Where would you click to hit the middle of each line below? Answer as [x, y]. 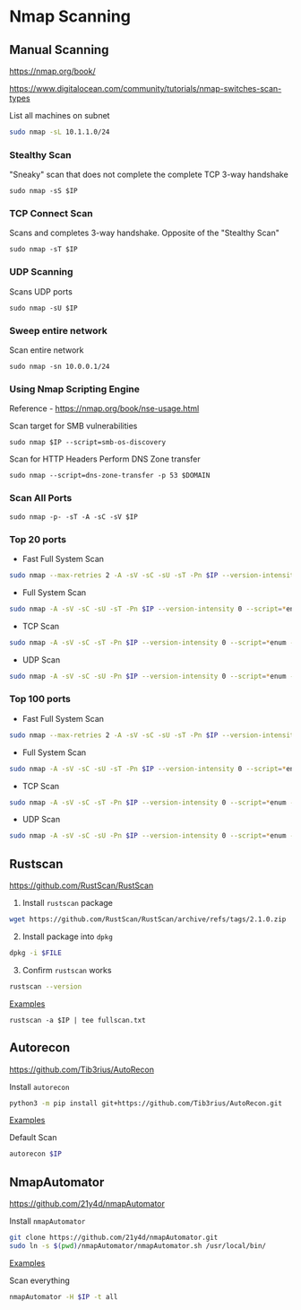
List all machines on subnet [60, 115]
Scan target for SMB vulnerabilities [73, 426]
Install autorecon [39, 1086]
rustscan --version [46, 986]
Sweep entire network [58, 330]
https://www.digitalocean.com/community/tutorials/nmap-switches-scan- [146, 88]
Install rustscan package [68, 903]
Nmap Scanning [70, 17]
